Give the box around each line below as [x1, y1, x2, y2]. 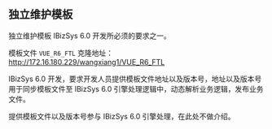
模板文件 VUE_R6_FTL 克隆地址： [8, 48, 114, 58]
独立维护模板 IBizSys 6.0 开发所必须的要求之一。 [8, 31, 171, 41]
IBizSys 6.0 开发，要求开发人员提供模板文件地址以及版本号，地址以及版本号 [8, 74, 262, 84]
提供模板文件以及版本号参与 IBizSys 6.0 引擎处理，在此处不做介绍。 [8, 111, 235, 121]
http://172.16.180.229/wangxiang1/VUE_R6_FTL [8, 57, 165, 67]
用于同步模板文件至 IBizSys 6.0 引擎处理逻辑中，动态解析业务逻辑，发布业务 [8, 84, 264, 93]
